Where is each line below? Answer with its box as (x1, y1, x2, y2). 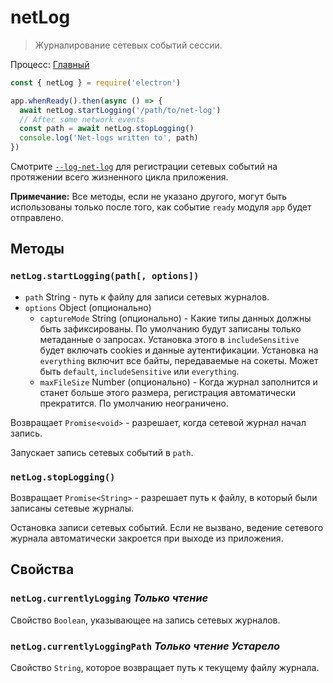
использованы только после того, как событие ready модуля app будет (10, 201, 312, 213)
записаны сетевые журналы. (10, 502, 134, 515)
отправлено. (10, 212, 64, 224)
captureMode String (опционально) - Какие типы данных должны (39, 312, 312, 324)
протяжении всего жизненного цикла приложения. (10, 171, 229, 183)
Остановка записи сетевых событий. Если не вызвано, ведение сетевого (10, 522, 324, 534)
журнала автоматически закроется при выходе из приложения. (10, 532, 284, 545)
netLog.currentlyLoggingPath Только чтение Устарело (10, 639, 281, 653)
